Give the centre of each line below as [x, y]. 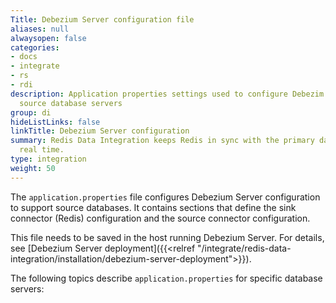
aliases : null [40, 29]
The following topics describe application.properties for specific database [166, 278]
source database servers [71, 103]
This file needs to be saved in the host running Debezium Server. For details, [167, 237]
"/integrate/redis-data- [244, 248]
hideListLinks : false [55, 122]
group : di [31, 112]
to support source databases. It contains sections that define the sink [153, 207]
